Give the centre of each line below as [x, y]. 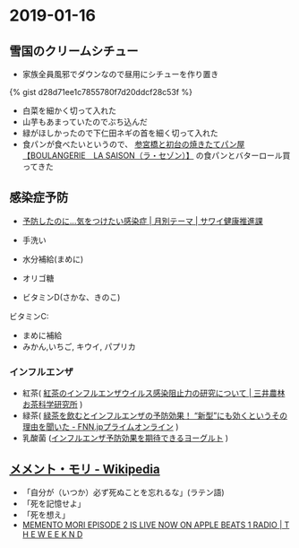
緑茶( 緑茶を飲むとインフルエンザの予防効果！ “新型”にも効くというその [155, 416]
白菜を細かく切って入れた [69, 110]
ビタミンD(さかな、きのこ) [71, 297]
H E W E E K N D [52, 534]
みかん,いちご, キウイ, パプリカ [79, 346]
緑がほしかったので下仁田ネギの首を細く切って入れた [120, 133]
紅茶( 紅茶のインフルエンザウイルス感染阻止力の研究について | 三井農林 [154, 393]
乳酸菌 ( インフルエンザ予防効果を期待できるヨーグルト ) [125, 438]
